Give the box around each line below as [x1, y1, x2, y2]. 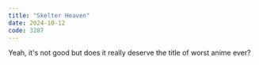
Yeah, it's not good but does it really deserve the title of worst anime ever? [8, 48, 251, 58]
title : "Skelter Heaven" [8, 11, 90, 20]
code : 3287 [8, 26, 44, 34]
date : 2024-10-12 [8, 19, 66, 27]
